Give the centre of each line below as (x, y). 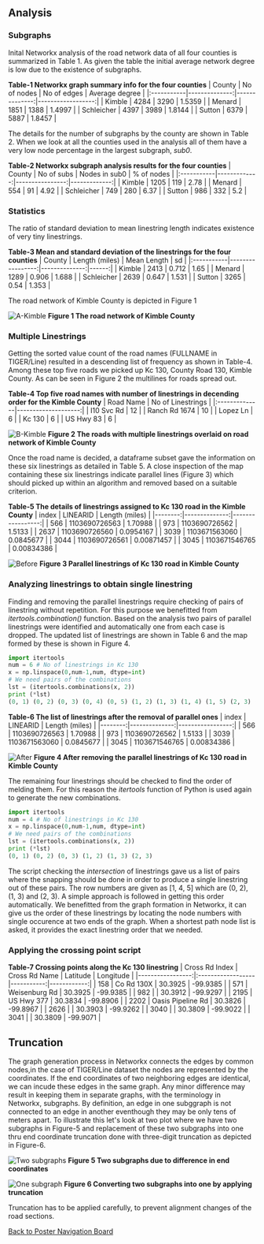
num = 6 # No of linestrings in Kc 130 (73, 665)
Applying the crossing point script (75, 950)
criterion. (23, 491)
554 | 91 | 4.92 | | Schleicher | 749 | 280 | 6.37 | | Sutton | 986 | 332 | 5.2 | (128, 190)
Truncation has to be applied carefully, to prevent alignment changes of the (130, 1207)
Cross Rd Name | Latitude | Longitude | (71, 976)
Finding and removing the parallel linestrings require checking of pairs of (126, 602)
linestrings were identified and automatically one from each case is (117, 627)
